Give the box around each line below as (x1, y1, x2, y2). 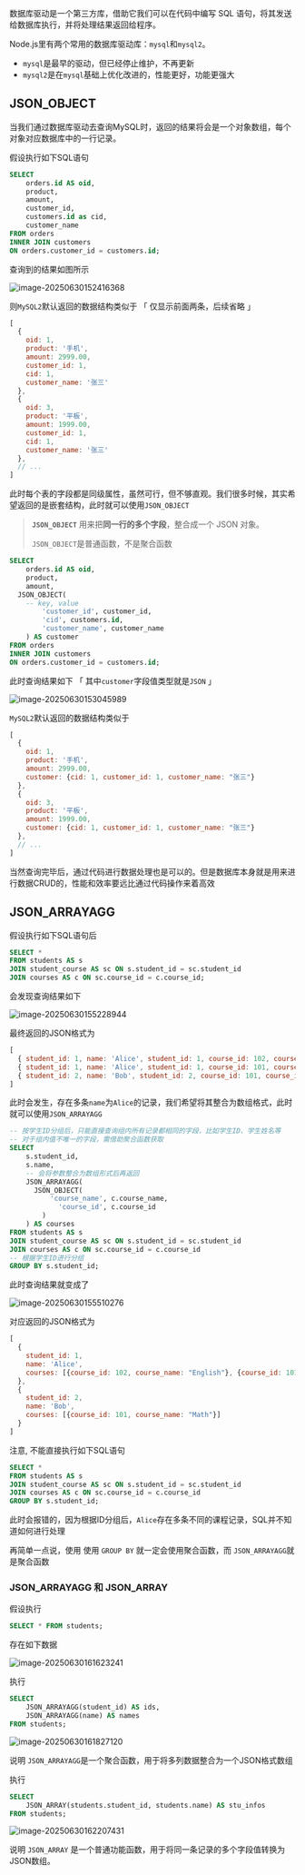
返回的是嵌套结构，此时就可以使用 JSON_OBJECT (16, 500, 190, 511)
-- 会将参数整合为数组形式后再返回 (25, 1168, 140, 1178)
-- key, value (25, 599, 79, 608)
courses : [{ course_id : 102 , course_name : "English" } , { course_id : (25, 1368, 282, 1377)
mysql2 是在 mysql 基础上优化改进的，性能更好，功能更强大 (22, 69, 235, 80)
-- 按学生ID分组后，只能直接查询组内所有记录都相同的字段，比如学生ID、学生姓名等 (9, 1126, 281, 1136)
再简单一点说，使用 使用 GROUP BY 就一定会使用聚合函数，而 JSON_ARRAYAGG (9, 1545, 288, 1556)
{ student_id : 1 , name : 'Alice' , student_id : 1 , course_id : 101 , (17, 1062, 271, 1072)
